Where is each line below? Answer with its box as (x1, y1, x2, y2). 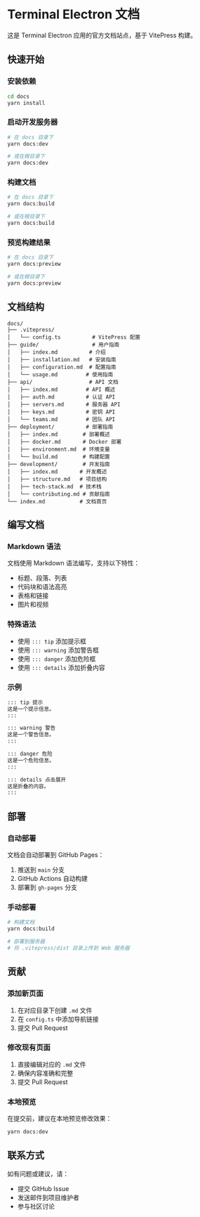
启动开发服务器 (7, 117, 58, 127)
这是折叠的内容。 (7, 783, 50, 790)
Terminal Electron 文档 (7, 6, 140, 22)
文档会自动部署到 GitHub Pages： (7, 851, 105, 859)
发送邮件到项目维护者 (17, 1193, 79, 1202)
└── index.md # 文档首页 (7, 498, 107, 505)
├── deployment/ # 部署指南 (7, 423, 114, 430)
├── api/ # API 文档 (7, 378, 119, 385)
